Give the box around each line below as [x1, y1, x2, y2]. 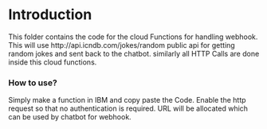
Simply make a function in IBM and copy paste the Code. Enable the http [8, 96, 246, 105]
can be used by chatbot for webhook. [8, 112, 132, 122]
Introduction [8, 6, 92, 24]
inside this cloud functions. [8, 57, 97, 67]
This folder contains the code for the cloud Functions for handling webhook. [8, 32, 258, 41]
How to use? [8, 77, 57, 88]
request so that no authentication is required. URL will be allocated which [8, 104, 249, 113]
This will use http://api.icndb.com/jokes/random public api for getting [8, 40, 235, 49]
